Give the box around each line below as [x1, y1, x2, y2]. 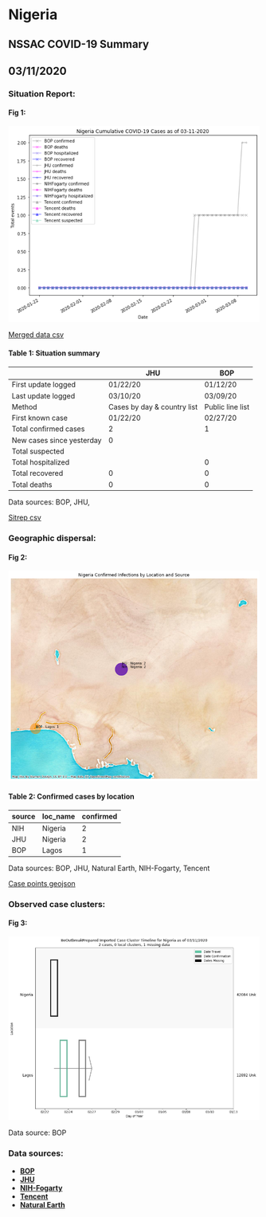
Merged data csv [8, 330, 65, 340]
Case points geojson [8, 878, 76, 888]
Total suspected [11, 446, 65, 456]
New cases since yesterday [11, 435, 102, 445]
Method [11, 402, 37, 411]
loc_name [42, 811, 76, 822]
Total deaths [11, 480, 53, 489]
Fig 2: [8, 552, 28, 562]
